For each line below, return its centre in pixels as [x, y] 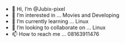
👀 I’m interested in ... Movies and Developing [65, 15]
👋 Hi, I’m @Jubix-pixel [38, 9]
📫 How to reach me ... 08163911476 [55, 34]
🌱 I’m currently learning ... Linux [50, 21]
